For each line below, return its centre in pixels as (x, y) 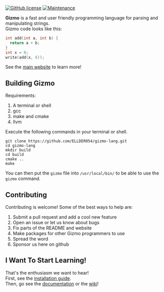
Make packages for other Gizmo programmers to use (69, 233)
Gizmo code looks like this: (34, 29)
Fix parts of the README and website (52, 228)
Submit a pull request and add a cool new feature (65, 217)
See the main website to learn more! (44, 67)
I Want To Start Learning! (46, 260)
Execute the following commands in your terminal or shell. (66, 132)
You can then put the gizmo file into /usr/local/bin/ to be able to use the (82, 173)
